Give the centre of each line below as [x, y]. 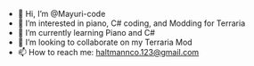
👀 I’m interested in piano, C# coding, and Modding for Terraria [131, 23]
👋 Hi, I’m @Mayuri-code [61, 14]
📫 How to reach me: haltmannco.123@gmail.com [108, 52]
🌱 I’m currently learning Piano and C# [86, 33]
